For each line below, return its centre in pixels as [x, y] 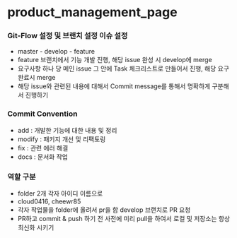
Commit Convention [42, 114]
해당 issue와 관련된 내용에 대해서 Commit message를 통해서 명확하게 [114, 86]
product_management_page [93, 12]
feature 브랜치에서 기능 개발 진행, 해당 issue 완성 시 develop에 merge [115, 60]
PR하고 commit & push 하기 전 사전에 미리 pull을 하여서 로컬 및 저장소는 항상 [124, 219]
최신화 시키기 [36, 227]
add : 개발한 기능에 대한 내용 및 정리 [67, 130]
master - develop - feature [56, 52]
